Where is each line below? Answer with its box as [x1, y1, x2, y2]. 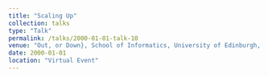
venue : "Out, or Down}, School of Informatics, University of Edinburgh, [8, 42, 262, 50]
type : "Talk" [8, 26, 52, 34]
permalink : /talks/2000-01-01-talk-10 [8, 34, 138, 43]
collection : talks [8, 19, 70, 27]
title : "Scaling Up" [8, 11, 78, 20]
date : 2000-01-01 [8, 49, 67, 57]
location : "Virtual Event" [8, 57, 99, 65]
